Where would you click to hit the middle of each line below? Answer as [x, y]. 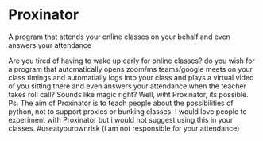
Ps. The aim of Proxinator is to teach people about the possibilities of [121, 103]
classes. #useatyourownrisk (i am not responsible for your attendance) [124, 128]
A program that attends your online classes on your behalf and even [119, 37]
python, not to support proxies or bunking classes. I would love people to [128, 111]
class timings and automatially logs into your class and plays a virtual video [131, 77]
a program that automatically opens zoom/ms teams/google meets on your [130, 69]
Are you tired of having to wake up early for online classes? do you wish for [132, 61]
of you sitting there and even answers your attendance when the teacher [127, 86]
